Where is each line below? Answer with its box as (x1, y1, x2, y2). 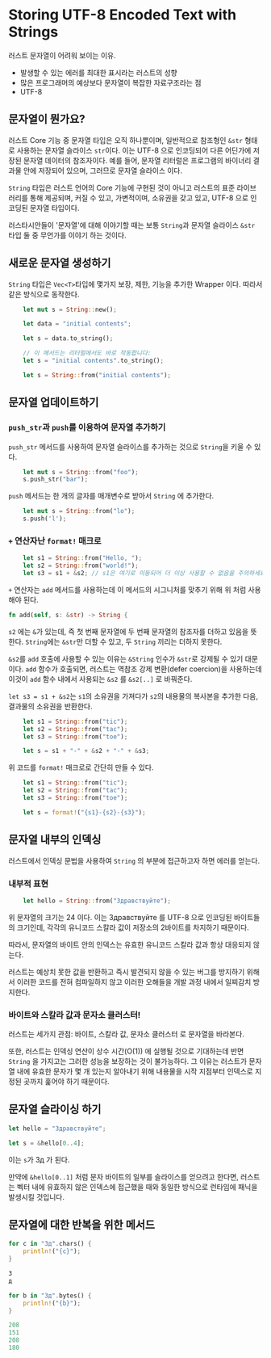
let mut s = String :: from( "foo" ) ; (23, 468, 139, 476)
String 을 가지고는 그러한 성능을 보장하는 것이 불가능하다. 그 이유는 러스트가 (8, 1057, 248, 1066)
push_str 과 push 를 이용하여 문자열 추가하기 (8, 422, 166, 433)
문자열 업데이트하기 (8, 396, 99, 410)
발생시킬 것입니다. (8, 1192, 65, 1201)
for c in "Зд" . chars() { (8, 1240, 92, 1248)
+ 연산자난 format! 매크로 (8, 535, 102, 546)
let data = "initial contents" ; (23, 320, 131, 328)
